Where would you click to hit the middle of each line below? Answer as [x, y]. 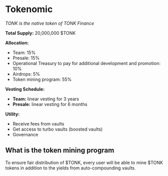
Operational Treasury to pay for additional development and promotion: [86, 63]
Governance [25, 134]
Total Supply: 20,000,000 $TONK [40, 33]
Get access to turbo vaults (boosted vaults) [58, 129]
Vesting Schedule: [25, 89]
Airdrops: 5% [26, 74]
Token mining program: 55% [42, 79]
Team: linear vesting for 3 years [46, 99]
